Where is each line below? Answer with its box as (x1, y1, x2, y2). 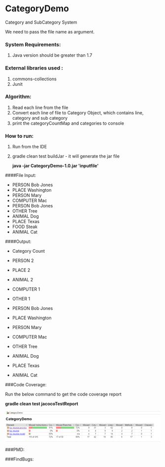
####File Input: (5, 172, 36, 178)
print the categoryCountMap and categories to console (12, 120, 124, 126)
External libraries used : (5, 65, 63, 71)
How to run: (5, 133, 34, 139)
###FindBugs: (5, 456, 34, 462)
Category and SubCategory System (5, 19, 77, 25)
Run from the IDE (12, 144, 47, 150)
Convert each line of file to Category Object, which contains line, (12, 109, 144, 116)
